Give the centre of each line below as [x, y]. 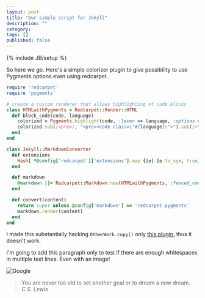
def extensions [31, 155]
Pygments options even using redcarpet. [57, 76]
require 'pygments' [31, 93]
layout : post [23, 12]
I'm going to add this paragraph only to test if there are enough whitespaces [102, 253]
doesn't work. [24, 241]
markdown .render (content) [50, 211]
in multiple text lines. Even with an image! [58, 259]
